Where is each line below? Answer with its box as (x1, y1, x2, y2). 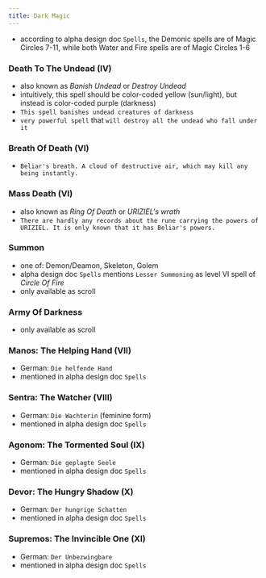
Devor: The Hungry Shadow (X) (8, 486, 134, 497)
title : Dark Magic (8, 11, 70, 20)
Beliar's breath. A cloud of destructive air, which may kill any (19, 162, 248, 170)
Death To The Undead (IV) (8, 62, 112, 73)
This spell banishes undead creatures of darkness (19, 108, 194, 116)
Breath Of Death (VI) (8, 142, 90, 153)
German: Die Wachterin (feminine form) (19, 410, 152, 420)
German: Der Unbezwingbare (19, 551, 113, 561)
